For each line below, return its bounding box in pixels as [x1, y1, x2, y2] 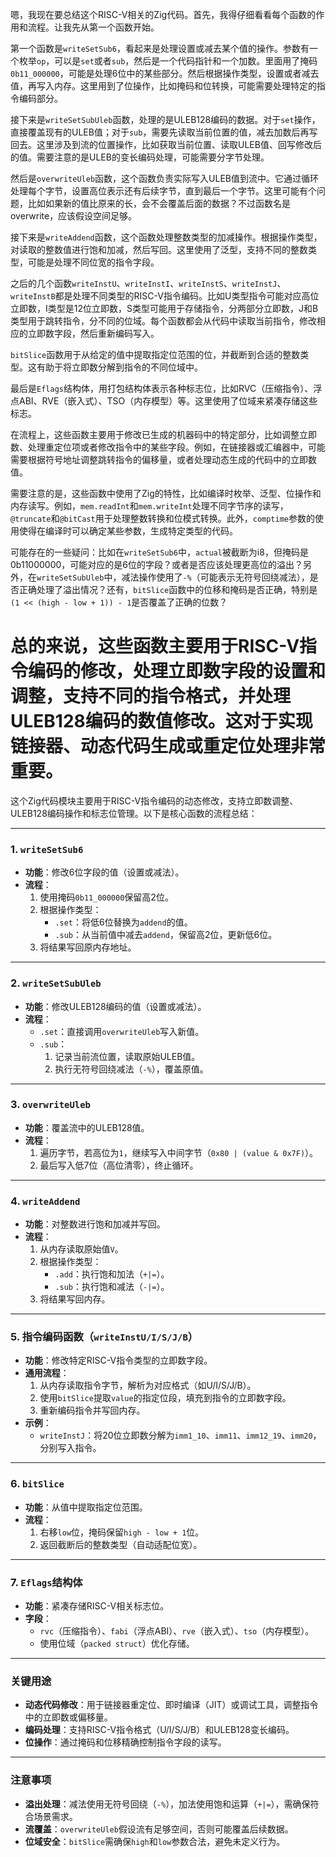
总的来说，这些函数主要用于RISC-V [10, 635, 300, 658]
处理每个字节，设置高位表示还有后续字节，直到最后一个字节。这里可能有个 [10, 185, 317, 197]
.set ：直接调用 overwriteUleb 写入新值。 [39, 1025, 205, 1037]
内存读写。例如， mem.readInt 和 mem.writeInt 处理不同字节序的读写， [10, 500, 289, 512]
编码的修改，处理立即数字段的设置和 [28, 660, 327, 683]
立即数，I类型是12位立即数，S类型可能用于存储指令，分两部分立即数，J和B [10, 303, 319, 314]
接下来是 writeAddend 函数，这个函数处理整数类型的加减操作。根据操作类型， [10, 231, 323, 243]
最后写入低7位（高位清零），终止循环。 [39, 1159, 199, 1171]
